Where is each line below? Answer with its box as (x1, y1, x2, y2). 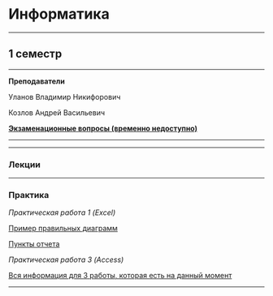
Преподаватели (8, 76, 65, 86)
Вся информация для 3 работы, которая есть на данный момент (8, 271, 232, 281)
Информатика (8, 5, 110, 24)
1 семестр (8, 47, 63, 61)
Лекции (8, 159, 41, 170)
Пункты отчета (8, 239, 60, 249)
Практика (8, 189, 50, 200)
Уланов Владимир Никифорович (8, 92, 121, 101)
